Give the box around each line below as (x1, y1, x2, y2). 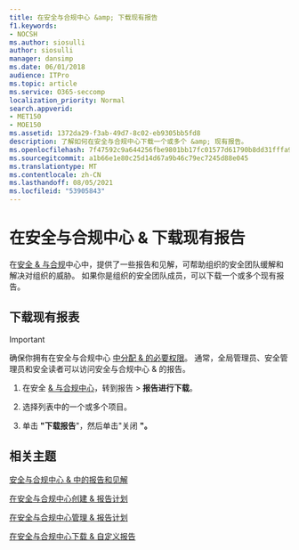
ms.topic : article (9, 79, 77, 88)
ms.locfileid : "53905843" (9, 187, 105, 196)
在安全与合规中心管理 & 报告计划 (9, 512, 128, 522)
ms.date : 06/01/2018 (9, 63, 86, 72)
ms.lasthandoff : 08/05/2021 (9, 179, 114, 188)
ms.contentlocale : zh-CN (9, 170, 101, 179)
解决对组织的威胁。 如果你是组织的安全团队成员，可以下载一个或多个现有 (9, 270, 277, 280)
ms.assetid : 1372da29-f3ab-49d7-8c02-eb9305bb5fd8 (9, 129, 201, 138)
